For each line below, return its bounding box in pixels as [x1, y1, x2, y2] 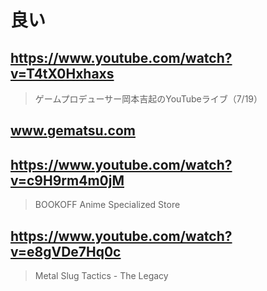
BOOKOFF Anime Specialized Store [34, 199, 181, 211]
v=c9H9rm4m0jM [10, 172, 125, 189]
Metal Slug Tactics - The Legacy [34, 270, 169, 282]
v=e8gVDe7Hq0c [10, 243, 122, 260]
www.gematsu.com [10, 122, 136, 140]
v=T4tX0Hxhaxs [10, 65, 115, 82]
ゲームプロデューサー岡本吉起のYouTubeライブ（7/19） [34, 93, 263, 105]
